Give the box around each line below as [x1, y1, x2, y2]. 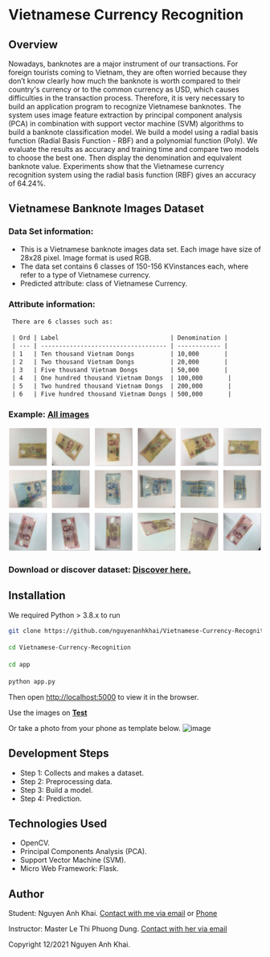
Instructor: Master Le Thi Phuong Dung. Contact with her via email [8, 924, 227, 934]
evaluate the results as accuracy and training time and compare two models [8, 145, 260, 154]
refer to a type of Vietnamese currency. [19, 269, 151, 279]
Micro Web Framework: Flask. [19, 864, 119, 873]
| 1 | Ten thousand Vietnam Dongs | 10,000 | [11, 350, 228, 358]
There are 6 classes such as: [11, 318, 113, 326]
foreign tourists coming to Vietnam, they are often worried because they [8, 68, 247, 77]
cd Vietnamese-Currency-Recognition [8, 643, 131, 652]
